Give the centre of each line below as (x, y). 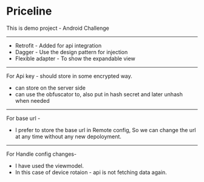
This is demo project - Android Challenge (58, 28)
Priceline (29, 11)
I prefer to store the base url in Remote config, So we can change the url (105, 130)
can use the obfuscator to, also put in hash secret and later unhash (99, 94)
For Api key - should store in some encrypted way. (69, 76)
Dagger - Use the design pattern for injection (71, 52)
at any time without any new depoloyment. (68, 136)
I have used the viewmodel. (49, 166)
